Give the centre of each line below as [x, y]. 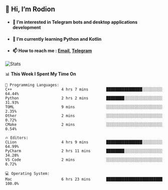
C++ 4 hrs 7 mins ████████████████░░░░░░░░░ [84, 89]
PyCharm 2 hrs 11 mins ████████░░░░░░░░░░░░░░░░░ [84, 151]
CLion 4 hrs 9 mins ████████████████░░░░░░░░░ [84, 142]
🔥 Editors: [17, 138]
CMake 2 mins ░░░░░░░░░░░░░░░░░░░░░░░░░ [84, 124]
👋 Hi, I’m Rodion [30, 9]
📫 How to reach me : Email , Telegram [52, 51]
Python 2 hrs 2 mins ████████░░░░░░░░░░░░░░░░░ [84, 98]
